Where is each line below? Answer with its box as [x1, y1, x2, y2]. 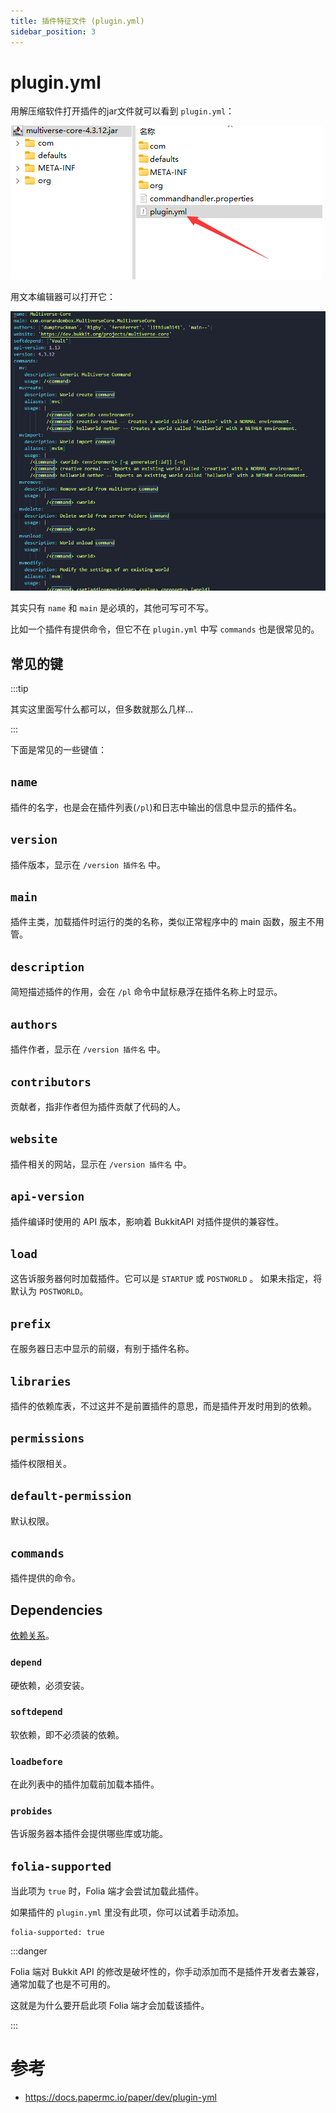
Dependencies [10, 1601, 103, 1619]
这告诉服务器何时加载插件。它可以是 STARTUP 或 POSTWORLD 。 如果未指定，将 [10, 1273, 323, 1285]
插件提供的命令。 [10, 1572, 81, 1584]
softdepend [10, 1706, 63, 1718]
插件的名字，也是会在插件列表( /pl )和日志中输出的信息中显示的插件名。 [10, 801, 302, 813]
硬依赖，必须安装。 [10, 1679, 90, 1691]
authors [10, 1017, 58, 1032]
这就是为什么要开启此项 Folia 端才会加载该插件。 [10, 2000, 210, 2012]
